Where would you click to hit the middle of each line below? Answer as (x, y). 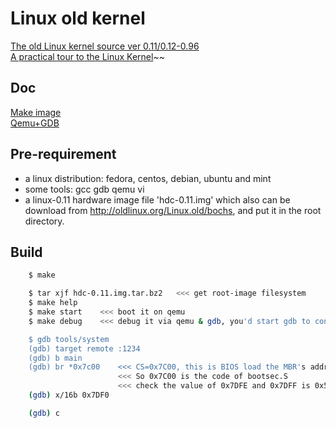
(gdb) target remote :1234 (84, 348)
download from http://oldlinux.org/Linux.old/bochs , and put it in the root (173, 210)
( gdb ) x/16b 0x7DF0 (69, 395)
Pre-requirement (63, 154)
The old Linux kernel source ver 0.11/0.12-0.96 (105, 46)
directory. (44, 221)
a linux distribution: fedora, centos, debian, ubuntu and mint (148, 178)
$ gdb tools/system (69, 339)
